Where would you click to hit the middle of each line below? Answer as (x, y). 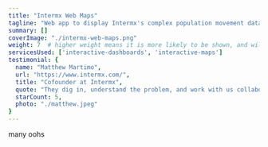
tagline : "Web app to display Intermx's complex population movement (126, 23)
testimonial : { (33, 60)
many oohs (27, 134)
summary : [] (28, 30)
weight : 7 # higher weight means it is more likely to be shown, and (128, 45)
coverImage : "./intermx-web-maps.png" (73, 38)
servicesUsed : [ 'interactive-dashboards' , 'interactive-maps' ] (116, 52)
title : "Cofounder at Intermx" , (69, 82)
